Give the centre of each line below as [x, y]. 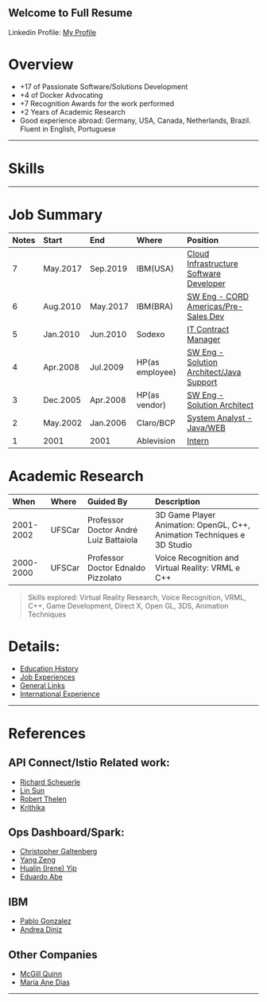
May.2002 [63, 423]
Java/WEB [206, 428]
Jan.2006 [108, 423]
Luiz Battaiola [112, 539]
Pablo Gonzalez [45, 921]
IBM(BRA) [155, 306]
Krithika [32, 807]
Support [202, 382]
